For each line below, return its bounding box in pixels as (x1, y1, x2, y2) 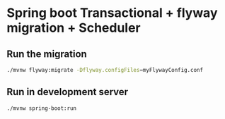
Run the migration (6, 48, 88, 60)
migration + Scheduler (6, 20, 141, 36)
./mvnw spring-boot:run (6, 104, 77, 112)
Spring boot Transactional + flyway (6, 5, 218, 21)
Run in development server (6, 86, 129, 98)
